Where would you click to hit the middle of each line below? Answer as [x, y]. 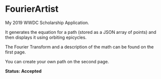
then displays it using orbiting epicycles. [46, 37]
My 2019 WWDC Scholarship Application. [47, 23]
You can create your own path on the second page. [57, 61]
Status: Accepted [23, 71]
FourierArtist [32, 9]
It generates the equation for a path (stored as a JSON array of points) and [81, 32]
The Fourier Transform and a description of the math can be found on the [80, 47]
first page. [16, 52]
